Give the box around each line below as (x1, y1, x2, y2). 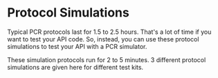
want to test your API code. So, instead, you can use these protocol (7, 35, 199, 43)
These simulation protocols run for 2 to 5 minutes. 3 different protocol (7, 55, 206, 64)
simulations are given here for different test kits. (7, 63, 144, 71)
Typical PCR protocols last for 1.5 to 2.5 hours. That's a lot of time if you (7, 28, 212, 36)
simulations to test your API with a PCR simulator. (7, 42, 147, 50)
